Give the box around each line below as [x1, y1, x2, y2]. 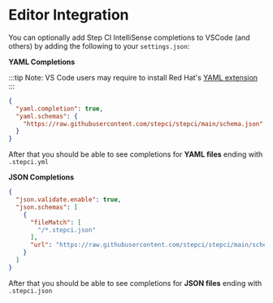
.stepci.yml [8, 158, 49, 167]
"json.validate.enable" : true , [15, 196, 122, 204]
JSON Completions [8, 172, 75, 182]
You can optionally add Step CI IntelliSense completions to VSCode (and [8, 32, 250, 42]
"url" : [29, 241, 53, 249]
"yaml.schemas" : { [15, 112, 79, 120]
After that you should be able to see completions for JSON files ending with [8, 278, 262, 288]
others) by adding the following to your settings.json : [8, 41, 190, 50]
